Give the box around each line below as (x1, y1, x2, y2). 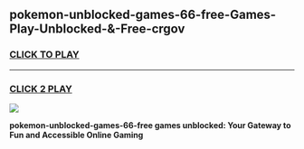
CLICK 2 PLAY (9, 82, 72, 95)
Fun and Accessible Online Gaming (9, 129, 144, 140)
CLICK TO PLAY (9, 49, 80, 61)
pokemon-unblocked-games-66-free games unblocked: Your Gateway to (9, 119, 291, 130)
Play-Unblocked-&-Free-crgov (9, 22, 185, 37)
